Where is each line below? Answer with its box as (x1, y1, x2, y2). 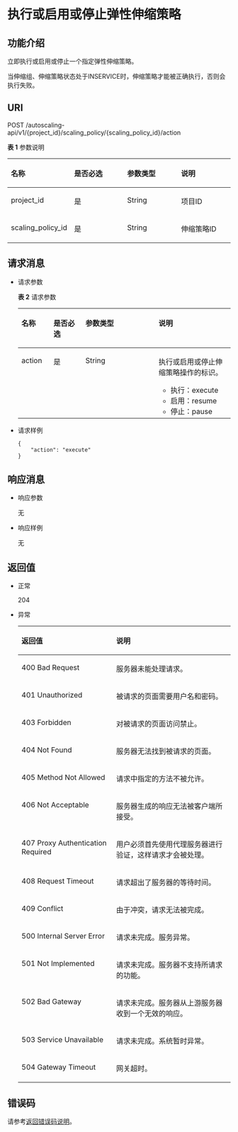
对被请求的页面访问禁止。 (115, 719, 202, 729)
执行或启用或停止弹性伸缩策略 (7, 6, 182, 23)
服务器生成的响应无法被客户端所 (115, 802, 223, 812)
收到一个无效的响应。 (115, 1009, 188, 1019)
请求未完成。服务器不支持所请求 (115, 960, 223, 970)
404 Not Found (21, 745, 72, 755)
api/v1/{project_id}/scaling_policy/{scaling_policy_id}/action (7, 128, 181, 137)
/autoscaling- (25, 121, 65, 129)
